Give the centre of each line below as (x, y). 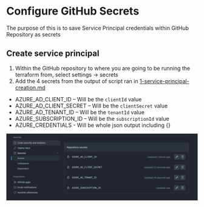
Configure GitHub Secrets (73, 11)
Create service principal (53, 54)
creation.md (30, 87)
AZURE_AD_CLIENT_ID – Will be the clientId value (78, 99)
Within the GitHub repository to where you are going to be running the (103, 68)
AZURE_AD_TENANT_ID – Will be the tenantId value (80, 112)
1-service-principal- (164, 81)
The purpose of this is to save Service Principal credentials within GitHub (98, 28)
